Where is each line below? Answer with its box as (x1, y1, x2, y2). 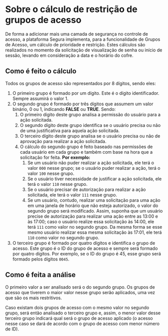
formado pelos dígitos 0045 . (12, 256, 70, 262)
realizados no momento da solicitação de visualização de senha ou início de (5, 47, 162, 53)
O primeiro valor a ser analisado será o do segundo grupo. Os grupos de (5, 284, 155, 290)
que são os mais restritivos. (5, 295, 62, 301)
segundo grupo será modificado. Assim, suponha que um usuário (27, 208, 163, 214)
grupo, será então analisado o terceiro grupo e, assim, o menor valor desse (5, 310, 161, 316)
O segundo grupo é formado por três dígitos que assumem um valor (12, 101, 153, 107)
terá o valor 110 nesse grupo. (27, 181, 88, 187)
